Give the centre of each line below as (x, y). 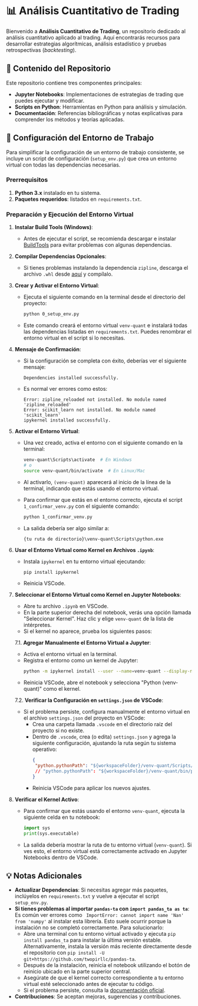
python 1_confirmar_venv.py (58, 517)
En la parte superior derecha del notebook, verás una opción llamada (107, 613)
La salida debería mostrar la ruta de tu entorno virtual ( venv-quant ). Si (108, 845)
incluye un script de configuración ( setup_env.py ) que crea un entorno (91, 158)
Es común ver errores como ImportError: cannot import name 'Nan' (99, 915)
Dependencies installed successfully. (71, 378)
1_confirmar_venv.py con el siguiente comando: (81, 506)
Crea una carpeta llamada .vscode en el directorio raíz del (102, 724)
